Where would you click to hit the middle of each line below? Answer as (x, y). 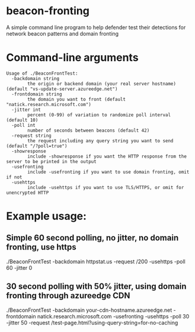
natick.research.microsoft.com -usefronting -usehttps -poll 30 (114, 316)
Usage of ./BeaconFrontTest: (42, 73)
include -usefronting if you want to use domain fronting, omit (108, 172)
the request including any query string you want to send (100, 141)
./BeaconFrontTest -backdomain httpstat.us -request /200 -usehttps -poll (96, 261)
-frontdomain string (37, 94)
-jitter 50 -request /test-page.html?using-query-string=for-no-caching (92, 323)
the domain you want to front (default (77, 99)
